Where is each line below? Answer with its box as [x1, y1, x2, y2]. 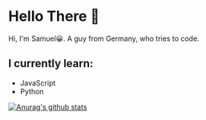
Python [19, 86, 44, 96]
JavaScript [19, 78, 56, 87]
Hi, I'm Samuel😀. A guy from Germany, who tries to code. [8, 34, 200, 43]
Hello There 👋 [8, 7, 100, 26]
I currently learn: [8, 57, 94, 70]
